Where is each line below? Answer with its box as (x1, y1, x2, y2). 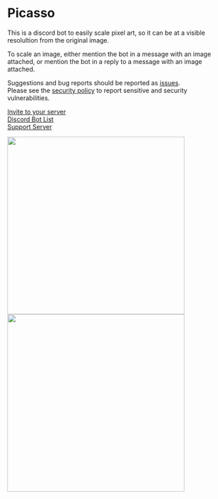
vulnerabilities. (7, 94, 50, 102)
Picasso (7, 5, 55, 21)
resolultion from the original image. (7, 35, 110, 44)
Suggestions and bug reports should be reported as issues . (7, 78, 180, 87)
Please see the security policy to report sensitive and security (7, 86, 188, 94)
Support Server (7, 122, 52, 131)
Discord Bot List (7, 115, 54, 124)
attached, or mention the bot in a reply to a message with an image (7, 57, 202, 65)
